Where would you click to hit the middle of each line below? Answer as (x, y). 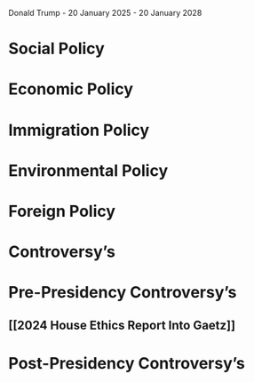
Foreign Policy (62, 211)
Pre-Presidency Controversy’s (123, 293)
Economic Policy (71, 89)
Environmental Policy (88, 170)
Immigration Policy (79, 130)
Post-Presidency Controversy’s (127, 363)
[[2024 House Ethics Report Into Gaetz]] (122, 325)
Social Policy (57, 49)
